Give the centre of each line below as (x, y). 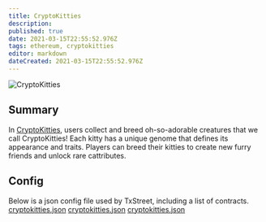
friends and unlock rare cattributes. (68, 155)
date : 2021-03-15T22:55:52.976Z (63, 39)
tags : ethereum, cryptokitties (61, 46)
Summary (34, 110)
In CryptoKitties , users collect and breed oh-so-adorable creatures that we (133, 129)
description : (30, 24)
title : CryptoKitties (45, 16)
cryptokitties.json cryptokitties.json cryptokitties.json (97, 209)
